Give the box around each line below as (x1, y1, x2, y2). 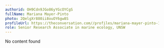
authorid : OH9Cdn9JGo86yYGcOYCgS (5, 7, 73, 12)
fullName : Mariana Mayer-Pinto (5, 12, 69, 16)
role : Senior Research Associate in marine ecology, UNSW (5, 25, 125, 30)
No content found (5, 38, 41, 44)
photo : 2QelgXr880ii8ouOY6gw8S (5, 16, 69, 21)
